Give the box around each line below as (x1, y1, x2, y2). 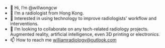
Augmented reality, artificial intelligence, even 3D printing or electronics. (10, 31, 160, 37)
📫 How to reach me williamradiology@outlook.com (10, 37, 117, 42)
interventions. (10, 20, 39, 26)
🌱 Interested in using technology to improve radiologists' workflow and (10, 15, 157, 21)
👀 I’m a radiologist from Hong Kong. (10, 10, 84, 16)
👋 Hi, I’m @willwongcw (10, 5, 57, 10)
